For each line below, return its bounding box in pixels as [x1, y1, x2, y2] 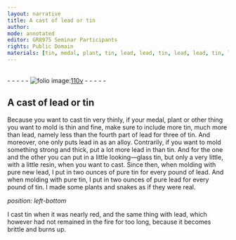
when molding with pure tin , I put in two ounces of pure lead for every [7, 175, 209, 184]
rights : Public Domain [7, 43, 74, 50]
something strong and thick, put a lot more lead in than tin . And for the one [7, 145, 223, 153]
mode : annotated [7, 30, 55, 37]
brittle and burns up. [7, 225, 67, 233]
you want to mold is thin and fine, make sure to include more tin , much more [7, 122, 228, 131]
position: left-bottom [7, 196, 67, 205]
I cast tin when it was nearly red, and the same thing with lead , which [7, 210, 207, 218]
